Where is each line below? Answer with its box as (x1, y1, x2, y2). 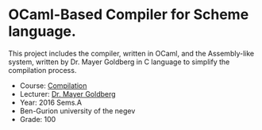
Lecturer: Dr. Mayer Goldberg (19, 89, 117, 98)
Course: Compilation (19, 81, 87, 90)
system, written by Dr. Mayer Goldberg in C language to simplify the (8, 57, 230, 67)
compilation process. (8, 65, 77, 75)
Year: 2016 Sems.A (19, 97, 82, 107)
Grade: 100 (19, 114, 56, 124)
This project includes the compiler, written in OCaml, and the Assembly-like (8, 48, 255, 58)
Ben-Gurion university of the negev (19, 105, 136, 116)
